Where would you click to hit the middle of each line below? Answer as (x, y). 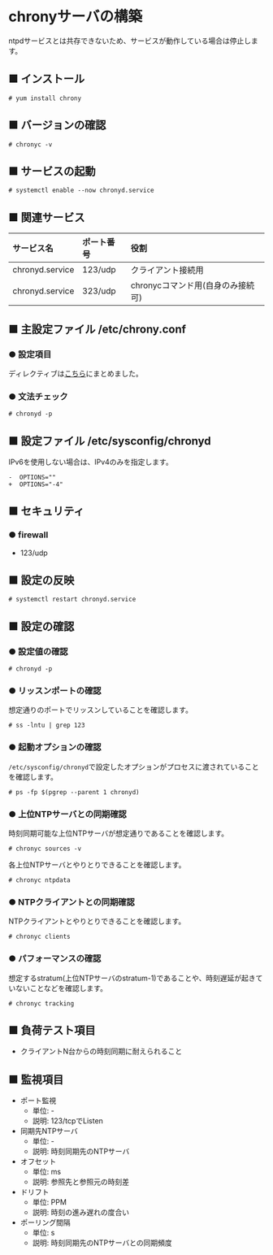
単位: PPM (50, 1202)
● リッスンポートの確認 (55, 691)
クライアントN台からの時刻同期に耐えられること (101, 1051)
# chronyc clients (39, 937)
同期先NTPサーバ (49, 1131)
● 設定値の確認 (38, 651)
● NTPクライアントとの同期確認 (72, 901)
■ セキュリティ (46, 512)
